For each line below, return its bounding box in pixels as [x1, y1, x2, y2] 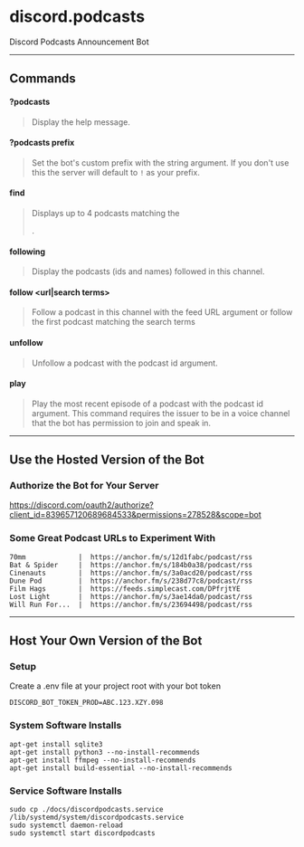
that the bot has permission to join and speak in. [31, 417, 211, 428]
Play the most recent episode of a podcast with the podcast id [31, 398, 264, 409]
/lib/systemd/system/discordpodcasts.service [9, 813, 184, 823]
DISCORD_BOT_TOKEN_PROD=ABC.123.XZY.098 [9, 699, 165, 708]
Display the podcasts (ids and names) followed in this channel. [31, 266, 265, 277]
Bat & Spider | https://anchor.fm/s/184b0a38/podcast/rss [9, 560, 253, 569]
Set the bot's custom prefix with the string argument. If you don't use [31, 157, 290, 168]
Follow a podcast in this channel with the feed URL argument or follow [31, 307, 293, 318]
